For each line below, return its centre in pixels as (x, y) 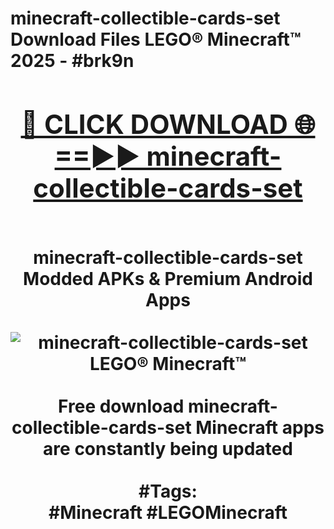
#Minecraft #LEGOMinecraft (168, 512)
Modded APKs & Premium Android (168, 278)
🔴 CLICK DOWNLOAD (154, 124)
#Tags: (168, 491)
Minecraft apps (260, 427)
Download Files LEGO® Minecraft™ (156, 39)
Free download (121, 406)
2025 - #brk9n (72, 61)
